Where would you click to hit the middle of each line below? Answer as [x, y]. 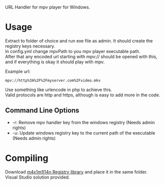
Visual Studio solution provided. [38, 177]
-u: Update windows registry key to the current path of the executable [84, 133]
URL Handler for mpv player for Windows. [48, 7]
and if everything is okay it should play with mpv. [55, 62]
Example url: [18, 71]
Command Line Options [42, 111]
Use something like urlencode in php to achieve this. [59, 90]
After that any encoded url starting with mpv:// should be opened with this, [81, 56]
